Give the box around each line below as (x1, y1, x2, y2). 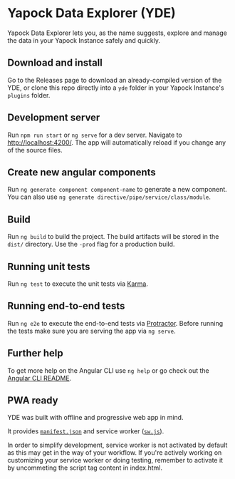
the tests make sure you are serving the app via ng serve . (7, 326, 176, 335)
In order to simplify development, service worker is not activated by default (7, 441, 228, 450)
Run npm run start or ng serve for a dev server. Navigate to (7, 130, 183, 139)
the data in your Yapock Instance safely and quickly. (7, 36, 160, 44)
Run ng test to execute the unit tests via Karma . (7, 279, 148, 288)
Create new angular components (7, 166, 157, 178)
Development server (7, 112, 100, 124)
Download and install (7, 57, 103, 69)
